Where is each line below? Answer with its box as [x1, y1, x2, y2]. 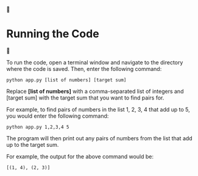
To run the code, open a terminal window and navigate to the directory [6, 58, 183, 66]
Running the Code [6, 27, 99, 41]
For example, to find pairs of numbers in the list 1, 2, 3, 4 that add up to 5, [6, 106, 190, 113]
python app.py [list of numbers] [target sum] [6, 76, 127, 83]
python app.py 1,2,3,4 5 [6, 124, 69, 130]
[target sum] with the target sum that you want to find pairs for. [6, 94, 164, 101]
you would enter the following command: [6, 112, 109, 120]
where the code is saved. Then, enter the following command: [6, 65, 162, 72]
